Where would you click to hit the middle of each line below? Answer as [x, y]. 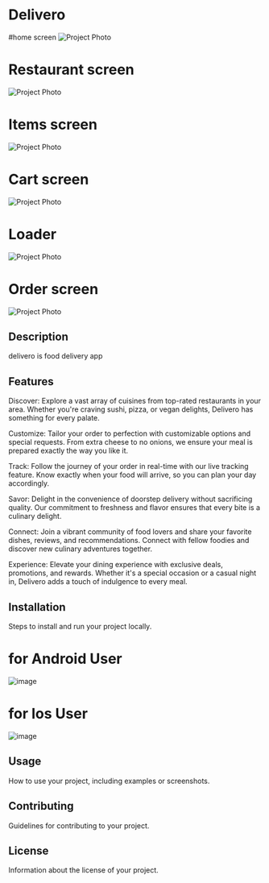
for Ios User [48, 714]
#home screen [32, 37]
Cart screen [49, 180]
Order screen [54, 289]
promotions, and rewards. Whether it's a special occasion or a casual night [132, 573]
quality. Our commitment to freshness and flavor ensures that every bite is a [134, 508]
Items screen [53, 124]
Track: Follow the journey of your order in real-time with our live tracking [128, 466]
